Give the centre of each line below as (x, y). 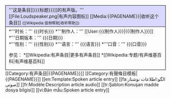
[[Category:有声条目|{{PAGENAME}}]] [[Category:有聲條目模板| (72, 73)
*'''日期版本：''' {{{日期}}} (36, 38)
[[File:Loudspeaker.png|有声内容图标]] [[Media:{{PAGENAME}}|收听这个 (84, 16)
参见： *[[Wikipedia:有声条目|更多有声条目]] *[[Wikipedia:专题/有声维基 (83, 55)
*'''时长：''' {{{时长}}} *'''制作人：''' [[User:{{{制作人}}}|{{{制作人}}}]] (81, 31)
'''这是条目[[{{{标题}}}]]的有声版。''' (46, 10)
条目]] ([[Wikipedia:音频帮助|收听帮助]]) (44, 23)
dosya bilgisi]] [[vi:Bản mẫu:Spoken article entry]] (57, 90)
